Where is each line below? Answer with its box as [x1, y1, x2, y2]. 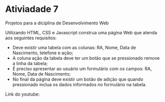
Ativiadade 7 [5, 3, 58, 15]
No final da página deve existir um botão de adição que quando [12, 76, 143, 82]
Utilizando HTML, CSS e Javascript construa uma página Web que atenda [5, 29, 157, 35]
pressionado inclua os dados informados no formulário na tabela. [12, 81, 147, 88]
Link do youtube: [5, 91, 40, 97]
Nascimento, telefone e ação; [12, 50, 73, 56]
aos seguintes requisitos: [5, 35, 57, 41]
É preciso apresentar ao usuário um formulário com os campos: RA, [12, 66, 152, 72]
